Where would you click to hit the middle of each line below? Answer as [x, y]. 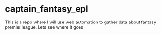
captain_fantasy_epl [47, 9]
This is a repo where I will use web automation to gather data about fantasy [81, 22]
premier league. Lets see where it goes [44, 27]
